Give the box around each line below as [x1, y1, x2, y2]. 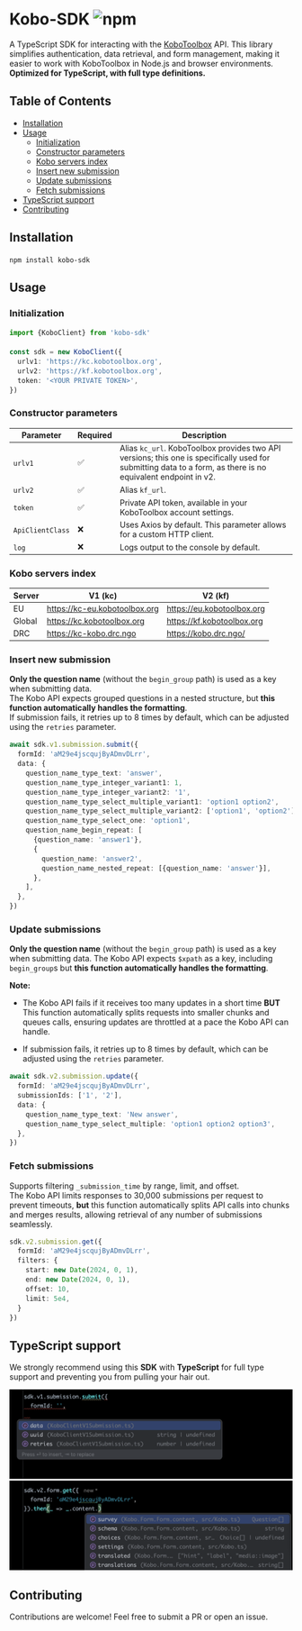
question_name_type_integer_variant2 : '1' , [25, 788, 191, 797]
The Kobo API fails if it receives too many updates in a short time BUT [22, 998, 280, 1008]
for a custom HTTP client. [120, 529, 214, 540]
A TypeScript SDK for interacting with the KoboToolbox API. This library [9, 39, 273, 50]
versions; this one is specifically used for [120, 452, 271, 463]
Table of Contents [9, 94, 112, 109]
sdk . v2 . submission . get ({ [9, 1237, 102, 1246]
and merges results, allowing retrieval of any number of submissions [9, 1208, 262, 1220]
